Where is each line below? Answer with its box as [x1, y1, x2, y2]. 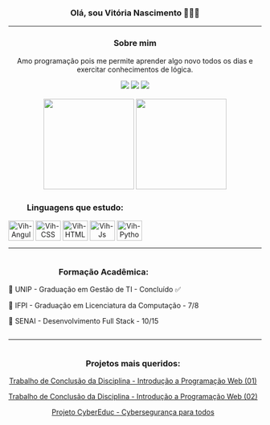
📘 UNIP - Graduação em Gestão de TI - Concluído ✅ [8, 285, 182, 295]
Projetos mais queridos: [85, 358, 181, 369]
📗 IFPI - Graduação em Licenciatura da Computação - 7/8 [8, 301, 199, 311]
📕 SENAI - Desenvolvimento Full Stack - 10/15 [8, 316, 159, 326]
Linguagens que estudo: [27, 201, 124, 212]
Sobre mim [113, 38, 157, 49]
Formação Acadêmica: [59, 266, 149, 277]
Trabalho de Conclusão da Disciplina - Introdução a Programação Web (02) [8, 392, 259, 402]
